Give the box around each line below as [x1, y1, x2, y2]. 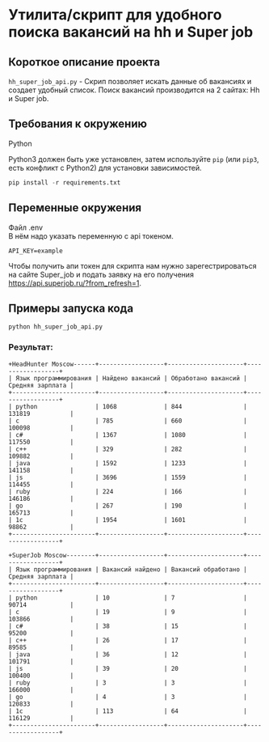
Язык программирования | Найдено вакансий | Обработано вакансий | [15, 374, 248, 382]
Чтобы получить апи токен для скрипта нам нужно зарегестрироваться [8, 261, 257, 270]
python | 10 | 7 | [15, 593, 248, 602]
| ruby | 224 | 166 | [8, 487, 248, 495]
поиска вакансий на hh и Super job [8, 23, 254, 41]
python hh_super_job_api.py [8, 323, 103, 331]
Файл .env [8, 223, 43, 232]
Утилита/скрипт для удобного [8, 6, 222, 24]
